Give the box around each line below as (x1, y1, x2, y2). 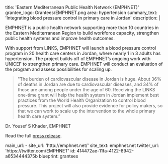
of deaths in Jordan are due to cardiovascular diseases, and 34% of (17, 81, 159, 87)
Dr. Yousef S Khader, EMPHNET (5, 123, 71, 129)
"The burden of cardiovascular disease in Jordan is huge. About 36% (17, 76, 162, 82)
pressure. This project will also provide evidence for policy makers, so (17, 103, 163, 108)
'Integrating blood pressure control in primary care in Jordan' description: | (5, 15, 160, 21)
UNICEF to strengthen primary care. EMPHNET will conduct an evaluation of (5, 61, 163, 67)
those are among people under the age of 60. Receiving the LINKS (17, 87, 155, 92)
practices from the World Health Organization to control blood (17, 97, 146, 103)
